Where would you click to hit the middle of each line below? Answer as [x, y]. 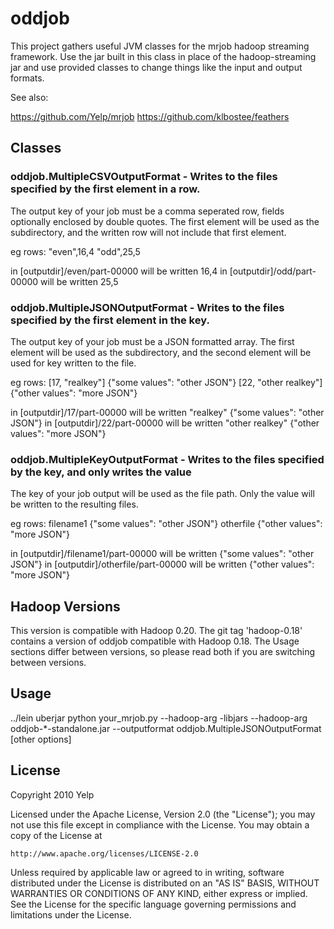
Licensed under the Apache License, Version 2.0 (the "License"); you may [163, 814]
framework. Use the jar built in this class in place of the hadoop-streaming [163, 56]
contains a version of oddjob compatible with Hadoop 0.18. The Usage [155, 641]
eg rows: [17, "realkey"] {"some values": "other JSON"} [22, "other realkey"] [166, 382]
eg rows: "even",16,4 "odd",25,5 [75, 251]
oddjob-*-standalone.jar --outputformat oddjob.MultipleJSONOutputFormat [166, 728]
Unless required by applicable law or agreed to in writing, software [147, 872]
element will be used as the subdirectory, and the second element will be [161, 352]
